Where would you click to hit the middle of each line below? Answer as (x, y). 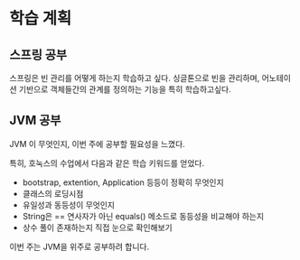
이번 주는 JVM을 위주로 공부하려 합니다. (80, 246)
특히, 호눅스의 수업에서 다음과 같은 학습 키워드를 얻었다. (107, 162)
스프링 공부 (38, 55)
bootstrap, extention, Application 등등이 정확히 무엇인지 (123, 182)
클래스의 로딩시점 (53, 193)
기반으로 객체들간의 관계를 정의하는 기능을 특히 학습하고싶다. (125, 89)
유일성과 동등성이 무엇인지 (69, 205)
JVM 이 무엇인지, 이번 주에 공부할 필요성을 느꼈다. (97, 144)
